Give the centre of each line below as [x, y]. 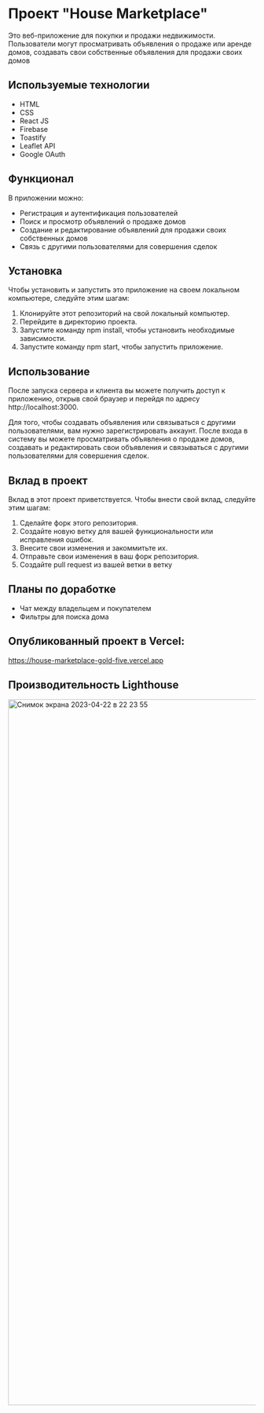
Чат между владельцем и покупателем [85, 608]
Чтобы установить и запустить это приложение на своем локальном [124, 290]
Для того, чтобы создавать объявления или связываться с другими [122, 423]
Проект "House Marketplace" [108, 14]
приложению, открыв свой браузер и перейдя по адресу [104, 399]
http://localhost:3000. [43, 407]
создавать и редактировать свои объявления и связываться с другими [128, 448]
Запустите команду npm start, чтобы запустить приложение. [121, 347]
